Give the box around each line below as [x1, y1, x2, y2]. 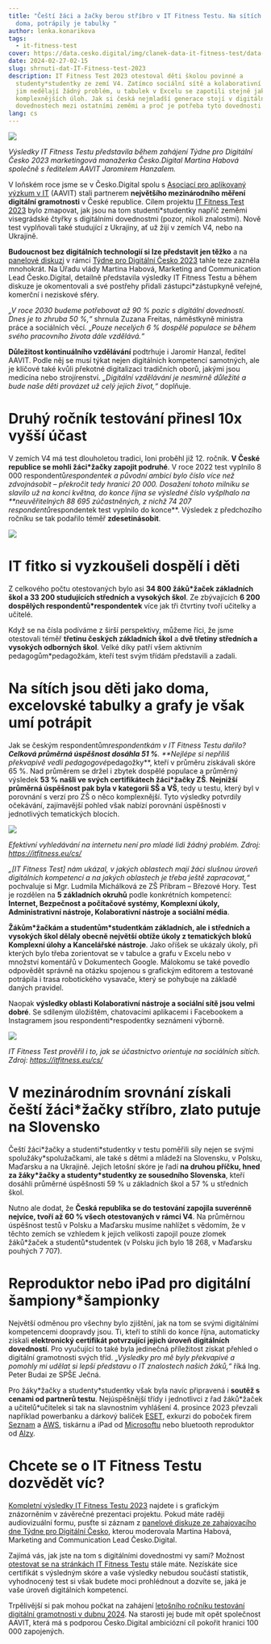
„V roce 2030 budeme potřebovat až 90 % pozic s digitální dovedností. [8, 306, 245, 315]
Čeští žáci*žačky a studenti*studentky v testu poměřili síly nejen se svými [8, 1144, 254, 1154]
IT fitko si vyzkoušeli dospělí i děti [8, 557, 240, 575]
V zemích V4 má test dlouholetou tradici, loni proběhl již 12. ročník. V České [8, 453, 261, 463]
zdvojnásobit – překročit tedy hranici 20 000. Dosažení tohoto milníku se [8, 478, 250, 489]
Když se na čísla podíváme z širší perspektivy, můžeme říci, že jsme [8, 625, 234, 634]
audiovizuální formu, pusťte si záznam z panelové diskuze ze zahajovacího [8, 1517, 256, 1528]
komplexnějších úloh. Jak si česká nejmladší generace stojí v [15, 95, 232, 103]
